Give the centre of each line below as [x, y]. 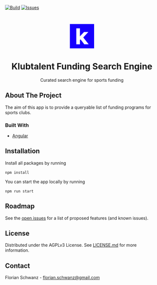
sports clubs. [18, 112]
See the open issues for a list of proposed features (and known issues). [77, 218]
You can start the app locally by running [45, 182]
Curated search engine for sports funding [82, 80]
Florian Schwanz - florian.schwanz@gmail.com [52, 278]
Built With [17, 125]
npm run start [20, 191]
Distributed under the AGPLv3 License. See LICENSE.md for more [71, 245]
